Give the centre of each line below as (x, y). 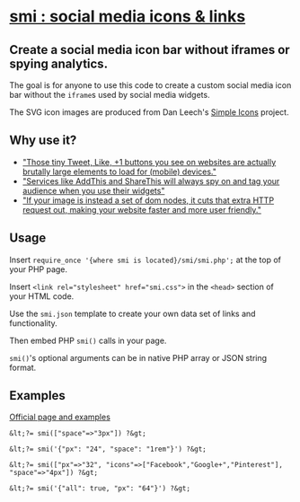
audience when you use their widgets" (93, 190)
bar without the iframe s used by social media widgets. (110, 95)
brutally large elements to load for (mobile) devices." (119, 172)
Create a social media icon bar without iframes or (150, 50)
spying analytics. (59, 63)
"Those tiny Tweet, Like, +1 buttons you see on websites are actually (149, 162)
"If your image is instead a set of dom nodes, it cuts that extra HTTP (148, 200)
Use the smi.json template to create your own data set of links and (132, 313)
